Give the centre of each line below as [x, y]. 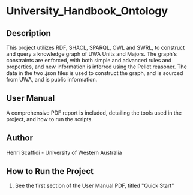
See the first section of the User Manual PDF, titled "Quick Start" [94, 186]
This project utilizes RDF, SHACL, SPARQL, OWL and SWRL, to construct [95, 47]
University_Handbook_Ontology [87, 11]
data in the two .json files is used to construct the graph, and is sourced [95, 73]
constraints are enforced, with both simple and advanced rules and [89, 60]
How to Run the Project [50, 171]
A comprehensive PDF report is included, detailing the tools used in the [94, 113]
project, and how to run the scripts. [49, 119]
